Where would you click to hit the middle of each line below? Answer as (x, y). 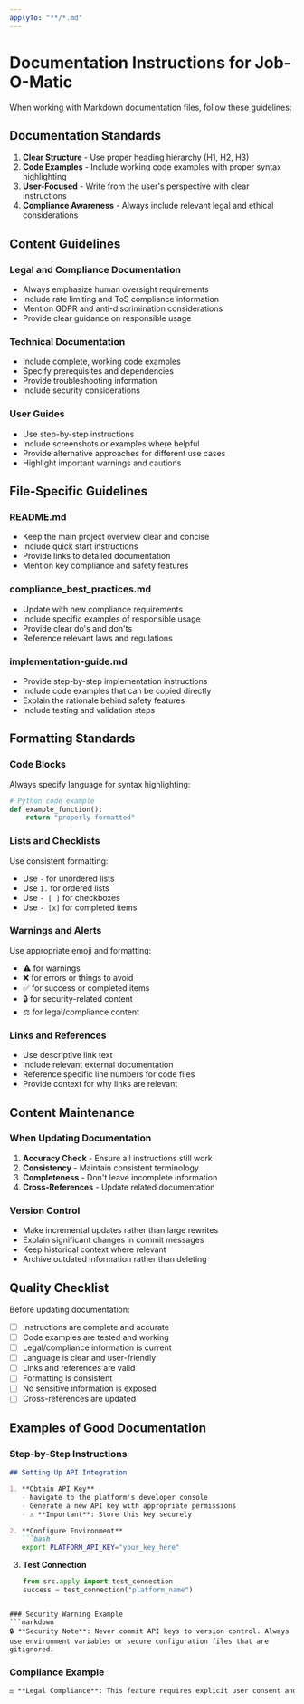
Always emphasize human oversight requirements (116, 289)
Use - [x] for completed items (80, 907)
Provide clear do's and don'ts (77, 628)
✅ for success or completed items (86, 988)
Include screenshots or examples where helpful (111, 443)
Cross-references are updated (79, 1399)
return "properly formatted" (81, 818)
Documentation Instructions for (130, 62)
